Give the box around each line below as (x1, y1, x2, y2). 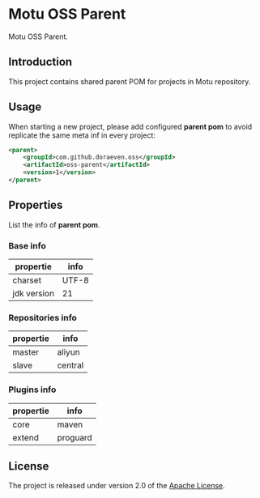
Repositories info (8, 312, 77, 323)
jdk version (12, 288, 55, 300)
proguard (57, 432, 93, 443)
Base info (8, 240, 46, 251)
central (57, 360, 84, 371)
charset (12, 275, 42, 286)
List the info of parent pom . (8, 219, 100, 229)
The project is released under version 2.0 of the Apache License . (8, 481, 225, 491)
